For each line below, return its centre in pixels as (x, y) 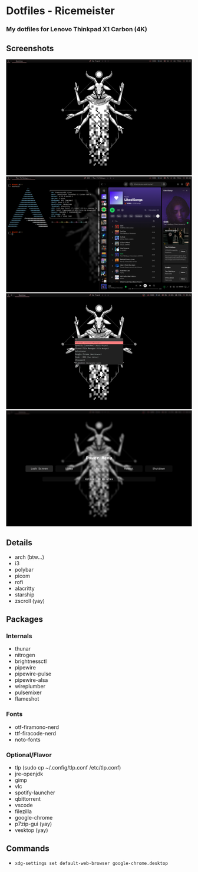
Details (19, 543)
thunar (23, 649)
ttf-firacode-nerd (35, 733)
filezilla (23, 811)
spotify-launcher (35, 793)
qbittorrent (28, 799)
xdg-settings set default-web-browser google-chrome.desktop (91, 863)
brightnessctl (31, 661)
